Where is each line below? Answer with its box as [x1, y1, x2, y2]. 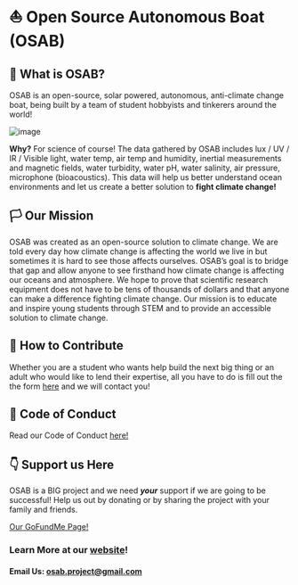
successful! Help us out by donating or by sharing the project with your [9, 495, 270, 506]
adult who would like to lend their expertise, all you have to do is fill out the [9, 371, 283, 382]
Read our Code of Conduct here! [9, 430, 129, 441]
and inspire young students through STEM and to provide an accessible [9, 302, 271, 313]
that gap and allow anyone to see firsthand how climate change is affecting [9, 265, 285, 276]
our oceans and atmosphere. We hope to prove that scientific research [9, 274, 269, 284]
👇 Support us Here [9, 457, 115, 472]
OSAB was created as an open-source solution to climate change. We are [9, 236, 278, 247]
